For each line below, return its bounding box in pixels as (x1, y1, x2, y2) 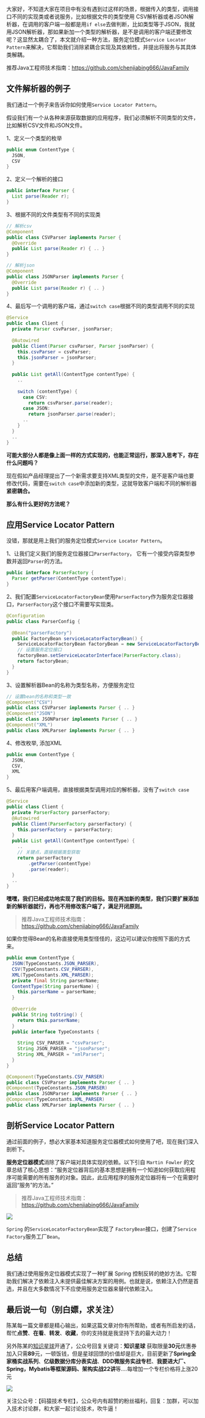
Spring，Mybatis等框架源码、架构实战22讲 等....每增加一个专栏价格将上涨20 (6, 1366, 198, 1373)
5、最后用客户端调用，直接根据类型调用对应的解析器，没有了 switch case (6, 786, 190, 793)
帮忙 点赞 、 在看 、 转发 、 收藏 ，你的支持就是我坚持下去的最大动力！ (6, 1330, 172, 1337)
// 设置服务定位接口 (17, 647, 62, 653)
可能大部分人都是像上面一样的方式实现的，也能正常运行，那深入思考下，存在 (6, 451, 199, 459)
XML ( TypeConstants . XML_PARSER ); (12, 972, 95, 978)
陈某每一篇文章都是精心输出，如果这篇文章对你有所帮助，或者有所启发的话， (6, 1322, 199, 1329)
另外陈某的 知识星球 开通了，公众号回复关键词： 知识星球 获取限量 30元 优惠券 (6, 1342, 197, 1350)
